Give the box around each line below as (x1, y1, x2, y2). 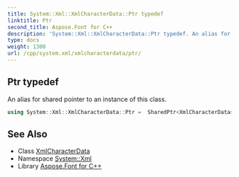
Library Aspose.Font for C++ (17, 162, 102, 171)
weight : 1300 (7, 43, 46, 50)
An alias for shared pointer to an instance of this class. (7, 95, 167, 103)
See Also (7, 128, 48, 140)
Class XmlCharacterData (17, 147, 90, 156)
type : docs (7, 37, 40, 44)
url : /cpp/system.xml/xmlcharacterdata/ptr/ (7, 50, 142, 57)
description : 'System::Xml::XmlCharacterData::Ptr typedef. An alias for (7, 30, 231, 38)
